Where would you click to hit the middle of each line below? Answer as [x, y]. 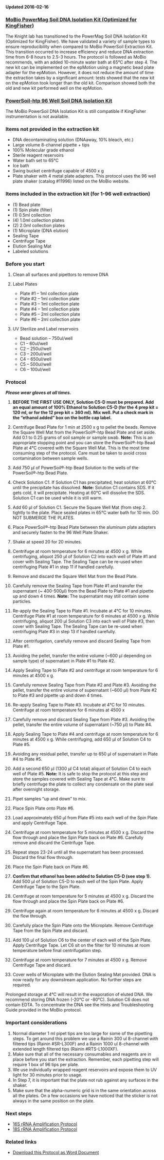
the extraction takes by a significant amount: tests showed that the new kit [80, 78]
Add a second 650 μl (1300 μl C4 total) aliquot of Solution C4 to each [82, 768]
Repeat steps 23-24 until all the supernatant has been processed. [78, 852]
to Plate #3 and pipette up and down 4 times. [58, 695]
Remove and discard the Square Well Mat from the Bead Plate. [75, 577]
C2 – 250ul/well [36, 349]
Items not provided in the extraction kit [52, 129]
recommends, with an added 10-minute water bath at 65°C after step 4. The [82, 62]
